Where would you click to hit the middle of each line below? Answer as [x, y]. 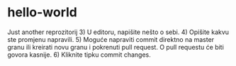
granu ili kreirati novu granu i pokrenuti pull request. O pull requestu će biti [116, 47]
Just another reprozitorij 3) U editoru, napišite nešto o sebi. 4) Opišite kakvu [118, 32]
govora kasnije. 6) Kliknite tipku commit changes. [79, 55]
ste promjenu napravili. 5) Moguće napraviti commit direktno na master [111, 39]
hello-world [43, 12]
